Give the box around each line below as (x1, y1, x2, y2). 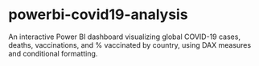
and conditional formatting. (8, 49, 98, 58)
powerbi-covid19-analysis (8, 6, 188, 24)
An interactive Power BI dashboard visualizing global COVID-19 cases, (8, 32, 241, 41)
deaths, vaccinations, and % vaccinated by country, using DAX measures (8, 40, 252, 49)
